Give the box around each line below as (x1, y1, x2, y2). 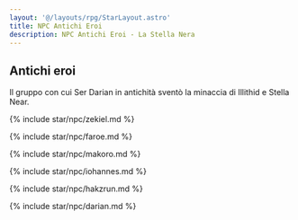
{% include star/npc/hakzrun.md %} (9, 183, 144, 194)
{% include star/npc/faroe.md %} (9, 131, 133, 142)
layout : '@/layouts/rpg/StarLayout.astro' (9, 13, 171, 22)
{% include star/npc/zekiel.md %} (9, 114, 135, 125)
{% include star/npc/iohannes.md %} (9, 166, 147, 177)
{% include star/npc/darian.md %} (9, 201, 137, 212)
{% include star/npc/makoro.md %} (9, 149, 141, 160)
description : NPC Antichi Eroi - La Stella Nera (9, 30, 195, 39)
